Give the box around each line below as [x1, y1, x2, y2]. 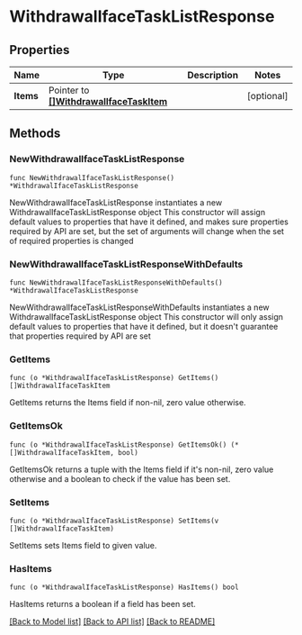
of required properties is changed [9, 235, 134, 246]
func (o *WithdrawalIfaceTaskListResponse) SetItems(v [9, 516, 219, 525]
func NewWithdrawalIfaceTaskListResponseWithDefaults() [9, 277, 223, 287]
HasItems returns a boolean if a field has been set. [9, 599, 196, 610]
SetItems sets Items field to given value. [9, 540, 157, 550]
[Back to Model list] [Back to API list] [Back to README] [9, 616, 216, 627]
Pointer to [48, 84, 90, 96]
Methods [9, 126, 61, 141]
